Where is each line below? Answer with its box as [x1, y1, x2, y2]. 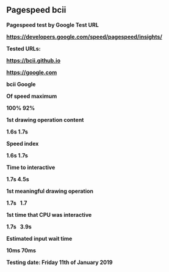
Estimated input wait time [6, 235, 73, 242]
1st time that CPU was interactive [6, 211, 92, 218]
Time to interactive [6, 164, 56, 171]
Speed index [6, 140, 39, 147]
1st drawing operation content [6, 116, 84, 123]
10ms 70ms [6, 246, 37, 254]
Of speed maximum [6, 92, 57, 100]
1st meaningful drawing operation [6, 187, 93, 195]
